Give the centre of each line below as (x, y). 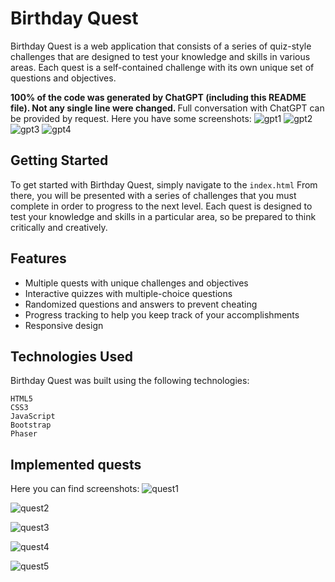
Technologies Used (71, 356)
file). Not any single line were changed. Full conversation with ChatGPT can (167, 108)
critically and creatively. (59, 227)
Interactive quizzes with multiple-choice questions (128, 293)
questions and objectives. (63, 78)
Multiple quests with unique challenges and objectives (136, 283)
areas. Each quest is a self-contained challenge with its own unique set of (162, 67)
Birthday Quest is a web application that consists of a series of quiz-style (161, 46)
